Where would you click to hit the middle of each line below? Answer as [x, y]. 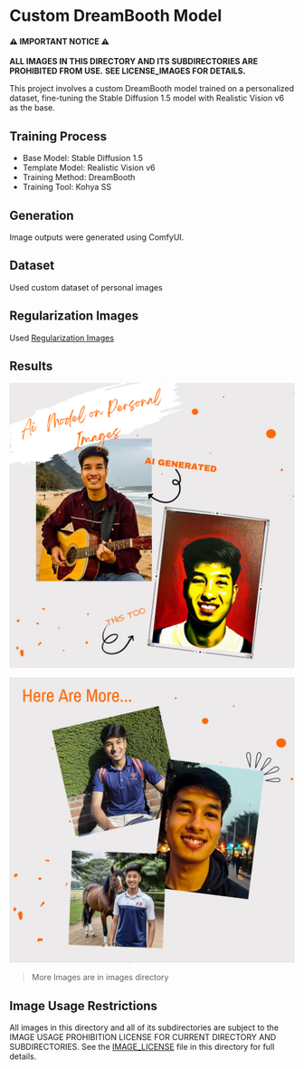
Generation [42, 215]
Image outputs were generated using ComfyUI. [97, 237]
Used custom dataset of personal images [86, 287]
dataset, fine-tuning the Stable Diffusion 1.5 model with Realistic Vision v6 [147, 98]
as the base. [33, 108]
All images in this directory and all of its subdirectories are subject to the [144, 1027]
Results [31, 366]
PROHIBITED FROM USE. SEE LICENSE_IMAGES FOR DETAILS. [128, 71]
